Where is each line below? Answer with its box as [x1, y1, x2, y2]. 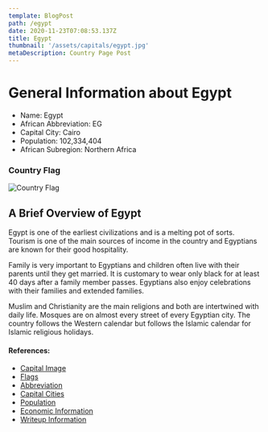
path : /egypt [8, 19, 52, 27]
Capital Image [19, 364, 67, 373]
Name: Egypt [19, 110, 64, 120]
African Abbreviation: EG [19, 118, 102, 129]
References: [8, 345, 51, 355]
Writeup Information [19, 415, 87, 425]
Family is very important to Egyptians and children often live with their [8, 261, 240, 270]
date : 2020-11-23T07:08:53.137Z [8, 27, 117, 35]
